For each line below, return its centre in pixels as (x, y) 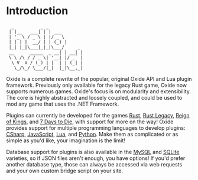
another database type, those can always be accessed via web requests (94, 164)
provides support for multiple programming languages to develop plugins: (96, 127)
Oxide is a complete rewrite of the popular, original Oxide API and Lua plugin (99, 78)
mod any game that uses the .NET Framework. (63, 104)
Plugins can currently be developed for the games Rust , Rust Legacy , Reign (98, 115)
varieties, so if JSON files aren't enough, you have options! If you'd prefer (96, 158)
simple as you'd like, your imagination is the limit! (66, 140)
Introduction (37, 11)
